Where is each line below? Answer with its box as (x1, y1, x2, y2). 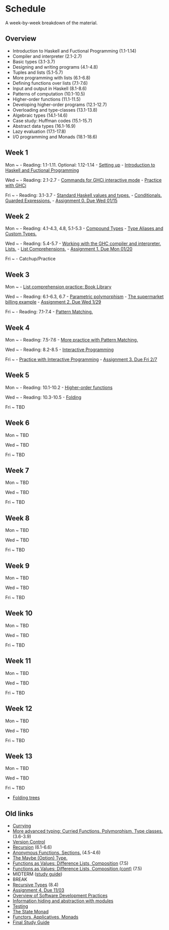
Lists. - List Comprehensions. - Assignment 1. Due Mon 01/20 (5, 246, 133, 252)
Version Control (12, 839, 45, 845)
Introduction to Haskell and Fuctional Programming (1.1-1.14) (12, 47, 137, 54)
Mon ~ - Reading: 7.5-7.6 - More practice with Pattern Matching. (5, 337, 138, 342)
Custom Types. (5, 231, 37, 237)
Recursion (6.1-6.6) (12, 844, 52, 850)
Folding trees (12, 795, 40, 801)
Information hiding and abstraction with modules (12, 898, 114, 904)
